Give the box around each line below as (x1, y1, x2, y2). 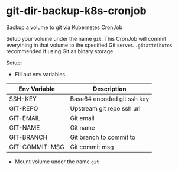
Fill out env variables (14, 70, 66, 78)
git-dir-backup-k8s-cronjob (6, 4, 147, 18)
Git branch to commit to (70, 133, 136, 141)
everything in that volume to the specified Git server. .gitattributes (6, 41, 173, 49)
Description (92, 85, 127, 93)
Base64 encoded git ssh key (70, 95, 150, 103)
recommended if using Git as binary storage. (6, 47, 115, 54)
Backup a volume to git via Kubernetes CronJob (6, 24, 123, 31)
